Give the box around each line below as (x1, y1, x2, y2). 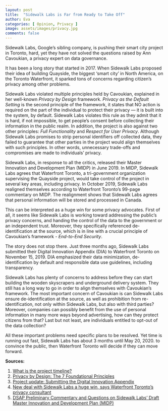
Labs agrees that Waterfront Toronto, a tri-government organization (5, 170, 146, 176)
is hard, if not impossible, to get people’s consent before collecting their (5, 118, 154, 123)
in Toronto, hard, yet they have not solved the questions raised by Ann (5, 50, 151, 56)
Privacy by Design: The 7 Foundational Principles (12, 373, 115, 379)
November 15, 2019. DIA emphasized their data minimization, (5, 254, 131, 260)
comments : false (5, 31, 39, 36)
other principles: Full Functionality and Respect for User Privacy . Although (5, 128, 159, 134)
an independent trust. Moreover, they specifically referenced (5, 223, 132, 229)
